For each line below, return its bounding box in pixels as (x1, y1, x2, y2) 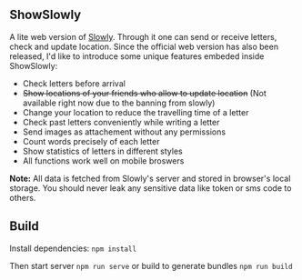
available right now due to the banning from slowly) (22, 97, 216, 108)
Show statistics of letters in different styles (22, 145, 184, 156)
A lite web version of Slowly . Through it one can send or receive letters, (9, 31, 277, 42)
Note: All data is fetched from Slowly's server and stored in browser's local (9, 173, 291, 184)
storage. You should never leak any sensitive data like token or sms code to (9, 182, 292, 194)
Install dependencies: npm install (9, 243, 137, 254)
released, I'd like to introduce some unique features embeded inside (9, 50, 265, 62)
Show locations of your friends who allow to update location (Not (22, 87, 267, 98)
